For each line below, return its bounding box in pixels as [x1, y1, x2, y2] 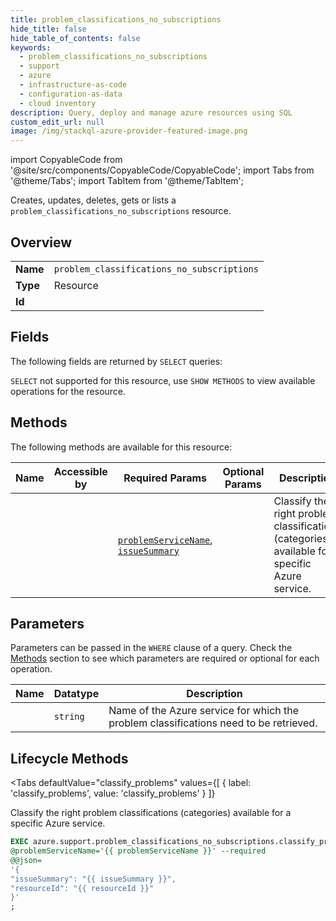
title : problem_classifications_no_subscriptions [10, 14, 222, 25]
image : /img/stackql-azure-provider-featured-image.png [10, 126, 248, 136]
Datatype [53, 687, 100, 701]
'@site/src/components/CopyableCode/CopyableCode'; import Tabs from [10, 164, 315, 176]
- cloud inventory [19, 98, 97, 108]
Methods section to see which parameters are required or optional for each [10, 652, 320, 665]
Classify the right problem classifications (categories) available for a [10, 807, 292, 819]
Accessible [53, 464, 108, 478]
